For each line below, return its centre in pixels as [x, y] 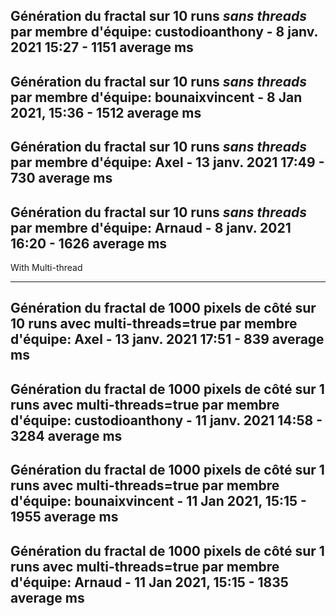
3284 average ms [66, 435]
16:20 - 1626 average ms [89, 243]
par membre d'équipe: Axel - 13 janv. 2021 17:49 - [167, 162]
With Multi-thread [46, 267]
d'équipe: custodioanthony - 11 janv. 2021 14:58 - [166, 420]
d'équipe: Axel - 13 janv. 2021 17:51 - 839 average [167, 339]
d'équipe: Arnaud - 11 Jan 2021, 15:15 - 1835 [149, 582]
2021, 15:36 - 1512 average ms [106, 112]
